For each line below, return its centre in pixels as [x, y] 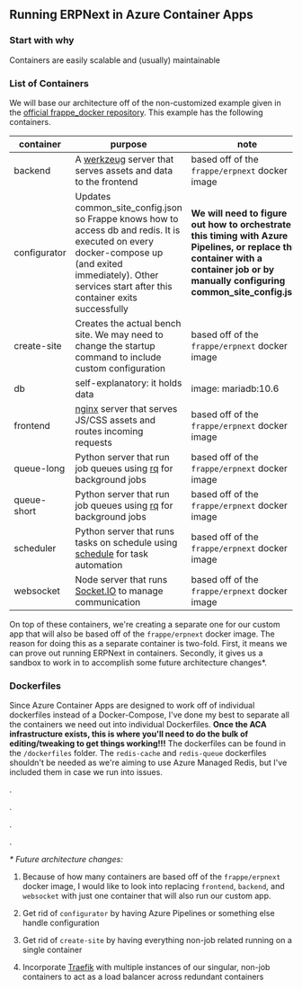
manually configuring [238, 281]
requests [93, 442]
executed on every [115, 241]
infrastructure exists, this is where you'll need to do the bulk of [129, 734]
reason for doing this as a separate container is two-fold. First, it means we [148, 643]
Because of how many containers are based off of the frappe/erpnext [151, 877]
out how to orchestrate [241, 224]
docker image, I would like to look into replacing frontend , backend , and [153, 887]
